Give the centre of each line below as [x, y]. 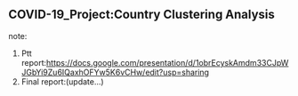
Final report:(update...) [62, 81]
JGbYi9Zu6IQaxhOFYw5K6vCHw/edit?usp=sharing [115, 72]
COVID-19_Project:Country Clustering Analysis [141, 15]
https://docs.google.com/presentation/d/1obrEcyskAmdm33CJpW [168, 62]
